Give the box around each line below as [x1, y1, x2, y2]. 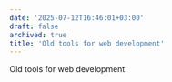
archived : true [9, 30, 67, 39]
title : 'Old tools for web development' [9, 38, 166, 48]
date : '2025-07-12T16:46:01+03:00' [9, 13, 145, 23]
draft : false [9, 22, 59, 31]
